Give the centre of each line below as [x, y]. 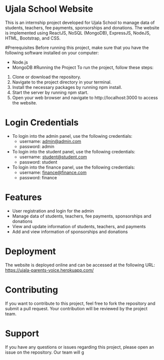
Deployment [31, 251]
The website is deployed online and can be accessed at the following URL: [80, 265]
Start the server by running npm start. [50, 92]
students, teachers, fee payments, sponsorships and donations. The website [82, 27]
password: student [38, 162]
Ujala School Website [49, 9]
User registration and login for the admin [53, 211]
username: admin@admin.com [50, 141]
